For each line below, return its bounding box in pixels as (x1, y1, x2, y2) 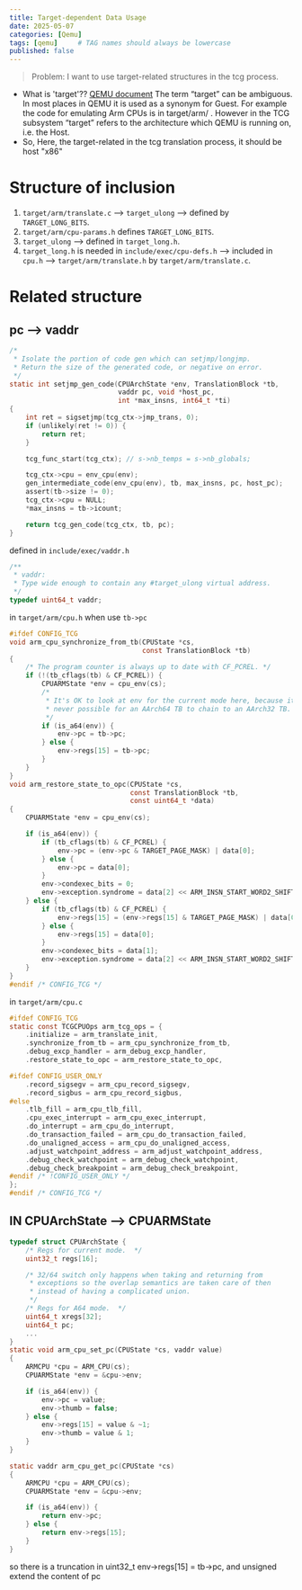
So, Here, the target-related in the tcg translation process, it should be (22, 137, 282, 147)
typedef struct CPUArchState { (9, 1237, 127, 1246)
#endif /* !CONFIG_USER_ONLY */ (9, 1172, 130, 1181)
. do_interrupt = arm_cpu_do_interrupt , (25, 1121, 175, 1131)
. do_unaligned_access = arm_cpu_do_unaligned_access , (25, 1139, 231, 1148)
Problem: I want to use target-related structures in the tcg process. (31, 71, 279, 82)
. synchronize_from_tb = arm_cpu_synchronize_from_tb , (25, 1039, 231, 1048)
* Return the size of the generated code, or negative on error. (13, 362, 263, 371)
